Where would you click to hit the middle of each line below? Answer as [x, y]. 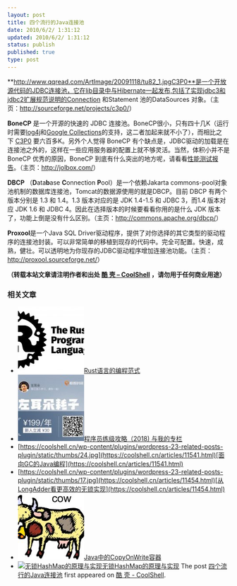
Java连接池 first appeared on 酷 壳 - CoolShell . [98, 575]
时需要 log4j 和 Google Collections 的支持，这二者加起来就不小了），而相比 [112, 132]
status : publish [31, 45]
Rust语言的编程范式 [112, 371]
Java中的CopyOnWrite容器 [122, 557]
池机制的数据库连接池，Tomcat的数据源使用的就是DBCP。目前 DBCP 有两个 [117, 191]
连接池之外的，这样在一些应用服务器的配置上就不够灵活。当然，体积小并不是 [119, 149]
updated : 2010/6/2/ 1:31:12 [49, 38]
